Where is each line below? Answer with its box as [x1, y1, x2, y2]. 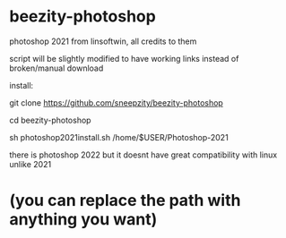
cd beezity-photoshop [9, 115, 91, 125]
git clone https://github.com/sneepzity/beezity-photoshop [9, 97, 224, 108]
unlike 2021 [9, 158, 52, 169]
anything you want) [9, 209, 158, 230]
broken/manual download [9, 63, 104, 73]
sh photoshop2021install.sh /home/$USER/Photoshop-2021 [9, 132, 229, 142]
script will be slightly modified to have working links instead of [9, 53, 239, 64]
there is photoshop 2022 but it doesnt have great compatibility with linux [9, 149, 278, 160]
